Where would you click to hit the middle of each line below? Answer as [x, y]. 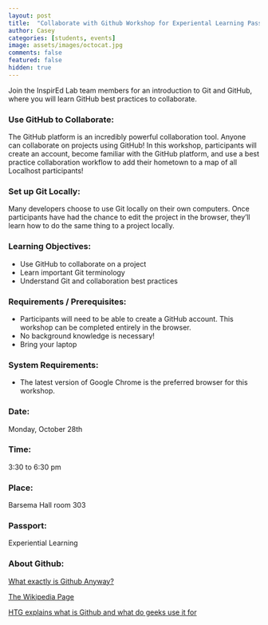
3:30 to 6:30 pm [35, 467]
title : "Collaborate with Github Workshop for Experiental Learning [126, 23]
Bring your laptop [48, 344]
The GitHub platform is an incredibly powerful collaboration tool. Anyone [127, 137]
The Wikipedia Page [41, 596]
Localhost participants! [46, 171]
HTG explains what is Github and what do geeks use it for [102, 612]
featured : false [35, 61]
